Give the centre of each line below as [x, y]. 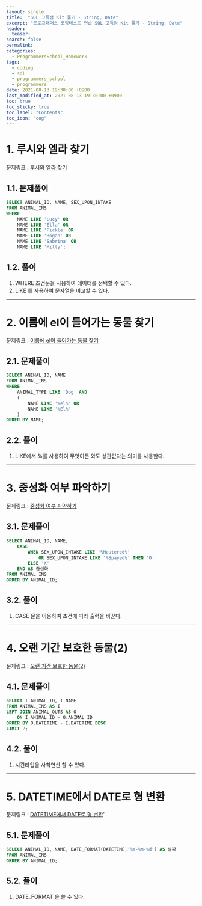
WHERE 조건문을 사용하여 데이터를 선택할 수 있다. [73, 283]
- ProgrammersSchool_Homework [49, 57]
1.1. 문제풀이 [27, 188]
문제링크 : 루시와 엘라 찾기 [37, 167]
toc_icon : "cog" [26, 118]
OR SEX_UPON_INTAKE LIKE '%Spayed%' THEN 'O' [96, 558]
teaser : [21, 34]
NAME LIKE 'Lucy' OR [43, 219]
